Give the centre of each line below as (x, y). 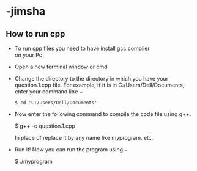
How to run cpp (35, 34)
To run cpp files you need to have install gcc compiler (82, 48)
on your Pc (28, 55)
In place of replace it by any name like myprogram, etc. (84, 138)
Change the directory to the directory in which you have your (91, 78)
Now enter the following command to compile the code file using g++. (103, 114)
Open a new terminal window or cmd (61, 67)
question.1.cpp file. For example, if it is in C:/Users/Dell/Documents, (99, 85)
